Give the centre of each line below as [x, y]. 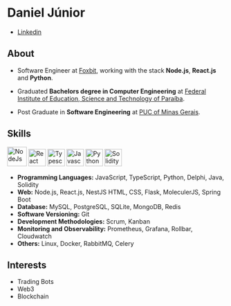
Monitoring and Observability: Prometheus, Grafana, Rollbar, [105, 228]
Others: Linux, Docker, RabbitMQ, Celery [75, 243]
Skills [19, 134]
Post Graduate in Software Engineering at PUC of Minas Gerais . [109, 111]
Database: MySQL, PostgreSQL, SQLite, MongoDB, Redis [99, 206]
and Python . [35, 78]
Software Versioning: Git [53, 214]
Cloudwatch [34, 236]
